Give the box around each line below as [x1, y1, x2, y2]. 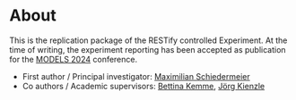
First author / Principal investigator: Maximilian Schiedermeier [22, 71, 250, 81]
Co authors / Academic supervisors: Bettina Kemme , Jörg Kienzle [22, 80, 266, 91]
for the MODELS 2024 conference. [9, 54, 137, 64]
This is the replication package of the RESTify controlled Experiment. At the [9, 35, 288, 46]
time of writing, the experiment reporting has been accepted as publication [9, 44, 286, 54]
